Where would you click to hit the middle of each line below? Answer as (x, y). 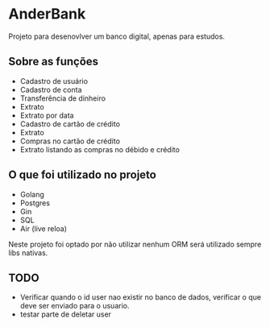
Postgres (35, 203)
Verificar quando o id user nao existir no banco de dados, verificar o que (141, 297)
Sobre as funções (54, 62)
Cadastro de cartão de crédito (70, 124)
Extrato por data (47, 115)
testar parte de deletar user (65, 314)
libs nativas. (28, 252)
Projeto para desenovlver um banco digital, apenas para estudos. (117, 36)
